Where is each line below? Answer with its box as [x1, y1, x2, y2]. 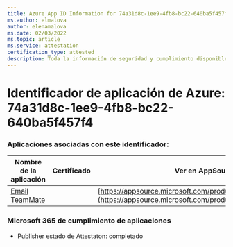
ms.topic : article [7, 36, 60, 43]
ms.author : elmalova [7, 17, 67, 24]
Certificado [52, 166, 92, 176]
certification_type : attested [7, 49, 95, 56]
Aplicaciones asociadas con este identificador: [7, 139, 169, 149]
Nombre [15, 157, 42, 167]
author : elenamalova [7, 23, 67, 30]
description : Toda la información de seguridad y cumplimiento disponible [7, 56, 228, 62]
